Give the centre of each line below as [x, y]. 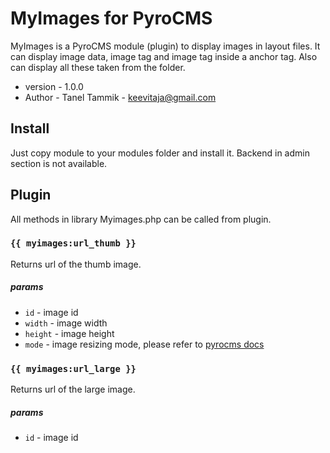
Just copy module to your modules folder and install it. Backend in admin [160, 153]
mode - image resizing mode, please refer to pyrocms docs [144, 344]
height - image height [69, 333]
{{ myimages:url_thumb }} [73, 243]
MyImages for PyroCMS [111, 18]
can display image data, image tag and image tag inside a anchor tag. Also [164, 56]
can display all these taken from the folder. [98, 67]
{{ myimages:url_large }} [73, 368]
